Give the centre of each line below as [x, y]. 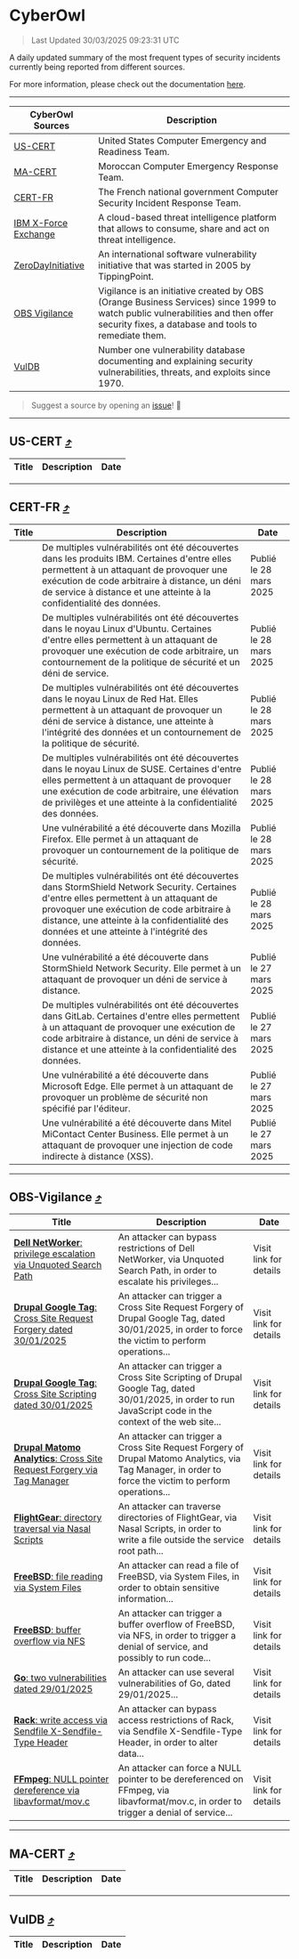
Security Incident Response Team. [170, 203]
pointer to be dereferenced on [181, 1779]
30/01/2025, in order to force [180, 1329]
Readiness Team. [133, 151]
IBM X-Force [41, 223]
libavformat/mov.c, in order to [180, 1801]
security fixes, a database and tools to [178, 324]
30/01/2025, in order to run [177, 1400]
